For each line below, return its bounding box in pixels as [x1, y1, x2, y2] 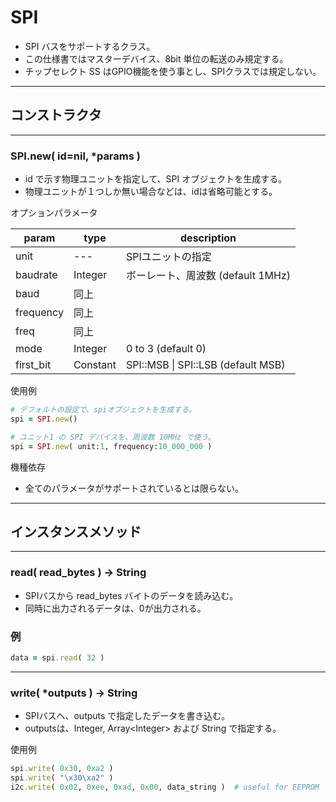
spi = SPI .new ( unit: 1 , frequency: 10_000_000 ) [10, 441, 213, 451]
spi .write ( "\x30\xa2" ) [10, 773, 114, 783]
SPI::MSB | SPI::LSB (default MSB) [126, 358, 286, 372]
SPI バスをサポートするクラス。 [24, 40, 156, 52]
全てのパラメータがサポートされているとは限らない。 [24, 482, 244, 494]
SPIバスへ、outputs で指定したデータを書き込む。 [24, 710, 231, 722]
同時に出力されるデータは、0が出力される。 [24, 602, 207, 614]
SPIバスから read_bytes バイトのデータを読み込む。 [24, 589, 239, 601]
